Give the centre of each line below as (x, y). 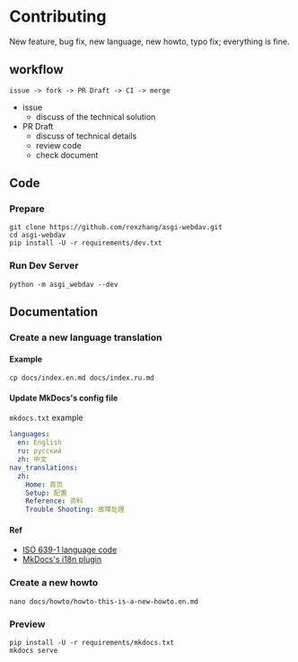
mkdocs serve (34, 650)
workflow (36, 70)
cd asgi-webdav (38, 236)
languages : (30, 434)
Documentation (54, 312)
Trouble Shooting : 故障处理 (75, 510)
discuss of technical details (86, 136)
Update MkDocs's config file (64, 398)
